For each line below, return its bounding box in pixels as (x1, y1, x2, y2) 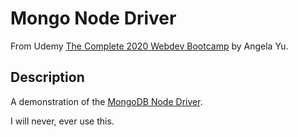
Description (10, 69, 85, 86)
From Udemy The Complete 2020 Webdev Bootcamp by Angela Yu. (10, 40, 289, 52)
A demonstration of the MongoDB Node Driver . (10, 95, 203, 107)
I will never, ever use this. (10, 115, 115, 127)
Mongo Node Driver (10, 7, 177, 30)
